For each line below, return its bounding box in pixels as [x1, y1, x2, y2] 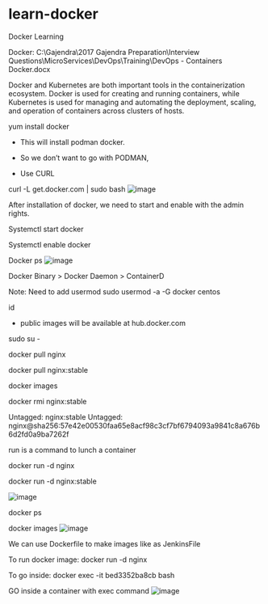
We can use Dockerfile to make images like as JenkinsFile [8, 539, 201, 548]
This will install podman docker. [19, 137, 125, 146]
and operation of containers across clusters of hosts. [8, 106, 185, 116]
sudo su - [8, 333, 40, 344]
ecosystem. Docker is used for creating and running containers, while [8, 88, 240, 98]
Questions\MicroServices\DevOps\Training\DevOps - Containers [8, 56, 223, 65]
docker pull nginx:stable [8, 365, 89, 374]
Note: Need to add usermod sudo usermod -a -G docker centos [8, 286, 220, 296]
